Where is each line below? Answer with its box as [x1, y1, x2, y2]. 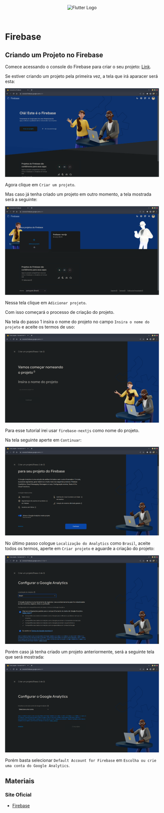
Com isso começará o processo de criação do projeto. [5, 309, 115, 315]
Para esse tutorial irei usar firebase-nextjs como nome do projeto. [5, 427, 140, 433]
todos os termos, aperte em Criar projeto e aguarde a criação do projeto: [5, 545, 155, 551]
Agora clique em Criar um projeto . [5, 182, 76, 188]
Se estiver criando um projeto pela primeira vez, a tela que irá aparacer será [5, 74, 158, 79]
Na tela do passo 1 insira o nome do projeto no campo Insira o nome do [5, 319, 150, 325]
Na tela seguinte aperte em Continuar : [5, 437, 82, 443]
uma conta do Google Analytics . [5, 762, 70, 768]
